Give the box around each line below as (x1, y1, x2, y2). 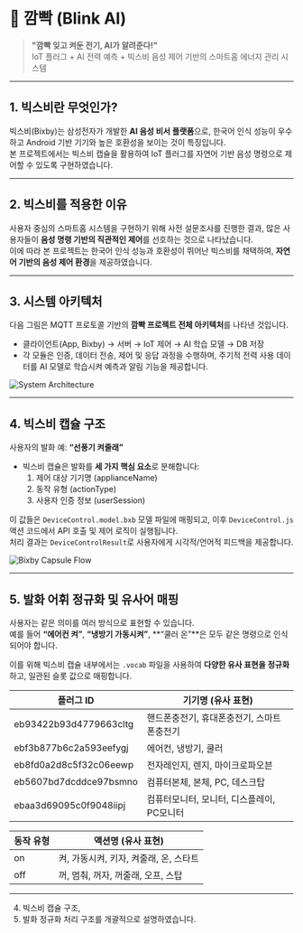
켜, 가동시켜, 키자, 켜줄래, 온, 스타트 (58, 853, 200, 864)
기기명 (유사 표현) (182, 695, 253, 706)
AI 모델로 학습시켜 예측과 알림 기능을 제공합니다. (39, 361, 209, 372)
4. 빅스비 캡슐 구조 (9, 416, 106, 432)
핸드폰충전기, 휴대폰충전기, (146, 712, 254, 723)
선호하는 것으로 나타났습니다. (151, 234, 254, 245)
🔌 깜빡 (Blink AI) (9, 8, 127, 29)
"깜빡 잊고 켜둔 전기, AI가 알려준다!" (31, 40, 158, 51)
